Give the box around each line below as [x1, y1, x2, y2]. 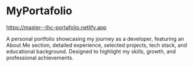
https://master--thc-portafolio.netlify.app [6, 24, 107, 31]
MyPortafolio [6, 4, 73, 18]
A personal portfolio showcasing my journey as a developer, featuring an [6, 35, 185, 42]
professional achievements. [6, 54, 74, 61]
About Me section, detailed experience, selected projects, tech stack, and [6, 42, 188, 49]
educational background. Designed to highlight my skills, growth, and [6, 47, 176, 55]
